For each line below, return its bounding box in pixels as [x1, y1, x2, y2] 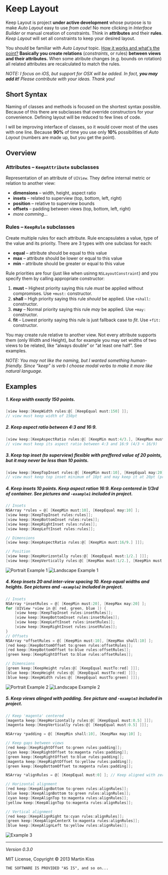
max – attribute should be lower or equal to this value [12, 255, 123, 261]
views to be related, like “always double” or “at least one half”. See [5, 342, 143, 348]
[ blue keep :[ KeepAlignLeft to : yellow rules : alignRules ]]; [5, 823, 129, 828]
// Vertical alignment [5, 809, 53, 814]
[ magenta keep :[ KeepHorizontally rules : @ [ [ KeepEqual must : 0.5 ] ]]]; [5, 718, 154, 723]
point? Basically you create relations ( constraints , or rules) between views [5, 50, 161, 56]
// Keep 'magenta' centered [5, 713, 64, 718]
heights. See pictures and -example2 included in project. [5, 584, 123, 590]
